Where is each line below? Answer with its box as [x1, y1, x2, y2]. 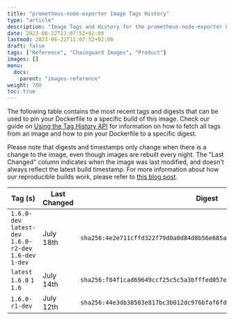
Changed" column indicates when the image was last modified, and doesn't [7, 158, 224, 166]
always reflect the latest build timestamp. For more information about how [7, 165, 219, 174]
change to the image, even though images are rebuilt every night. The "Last [7, 151, 224, 159]
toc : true [7, 88, 36, 95]
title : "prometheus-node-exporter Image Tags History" [7, 10, 170, 17]
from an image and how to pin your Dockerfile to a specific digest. [7, 130, 197, 138]
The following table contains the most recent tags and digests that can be [7, 107, 219, 116]
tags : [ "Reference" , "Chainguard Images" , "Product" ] [7, 50, 167, 57]
